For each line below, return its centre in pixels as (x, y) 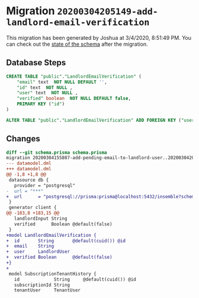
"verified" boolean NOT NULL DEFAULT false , (74, 99)
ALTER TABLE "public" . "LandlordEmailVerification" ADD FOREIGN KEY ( (94, 120)
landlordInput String (41, 219)
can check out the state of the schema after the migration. (77, 44)
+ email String (30, 246)
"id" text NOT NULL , (45, 87)
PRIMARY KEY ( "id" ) (41, 104)
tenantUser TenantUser (47, 290)
